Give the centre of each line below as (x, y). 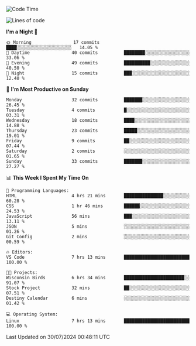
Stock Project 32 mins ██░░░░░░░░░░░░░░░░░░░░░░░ (98, 288)
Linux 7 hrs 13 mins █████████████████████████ (98, 321)
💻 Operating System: (32, 314)
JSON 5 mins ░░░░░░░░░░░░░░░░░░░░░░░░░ (98, 227)
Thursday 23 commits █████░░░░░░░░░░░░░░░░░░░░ (98, 131)
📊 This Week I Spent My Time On (47, 178)
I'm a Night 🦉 (22, 32)
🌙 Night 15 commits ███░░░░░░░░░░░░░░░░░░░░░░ (98, 73)
